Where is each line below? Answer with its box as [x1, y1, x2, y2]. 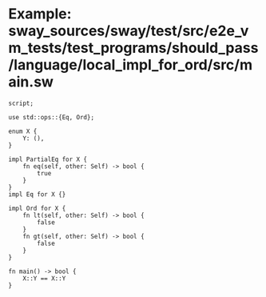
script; [8, 99, 34, 107]
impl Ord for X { [8, 204, 66, 212]
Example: [8, 5, 72, 23]
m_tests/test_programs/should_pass [8, 39, 259, 57]
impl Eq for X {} [8, 190, 66, 199]
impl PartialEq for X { [8, 155, 88, 163]
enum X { [8, 127, 38, 135]
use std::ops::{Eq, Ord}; [8, 113, 94, 121]
